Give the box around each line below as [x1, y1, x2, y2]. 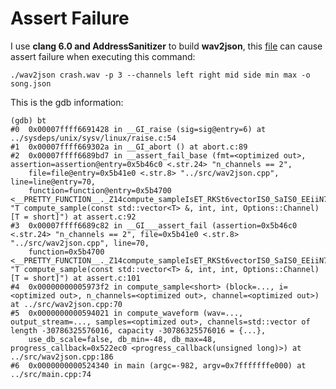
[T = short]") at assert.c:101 [10, 273, 141, 283]
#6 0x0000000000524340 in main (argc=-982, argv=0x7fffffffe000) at [10, 360, 307, 371]
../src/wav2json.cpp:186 [10, 352, 114, 362]
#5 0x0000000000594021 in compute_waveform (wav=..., [10, 308, 244, 318]
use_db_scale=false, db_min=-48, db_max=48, [28, 334, 217, 344]
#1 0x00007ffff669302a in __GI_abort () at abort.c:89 [10, 142, 248, 152]
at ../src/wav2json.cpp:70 [10, 299, 123, 309]
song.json [10, 78, 52, 89]
